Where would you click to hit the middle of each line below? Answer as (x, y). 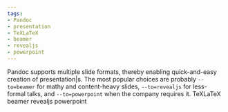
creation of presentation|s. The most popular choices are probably (102, 79)
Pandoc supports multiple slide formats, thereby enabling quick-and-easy (112, 72)
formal (17, 93)
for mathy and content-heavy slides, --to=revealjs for (114, 86)
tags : (15, 13)
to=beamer (21, 87)
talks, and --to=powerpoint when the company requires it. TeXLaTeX (124, 93)
